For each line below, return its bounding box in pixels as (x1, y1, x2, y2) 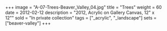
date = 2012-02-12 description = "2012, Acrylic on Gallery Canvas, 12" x (5, 9, 155, 15)
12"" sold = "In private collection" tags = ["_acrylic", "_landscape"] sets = (5, 15, 157, 20)
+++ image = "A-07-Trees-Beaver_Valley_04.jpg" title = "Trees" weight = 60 (5, 4, 162, 10)
